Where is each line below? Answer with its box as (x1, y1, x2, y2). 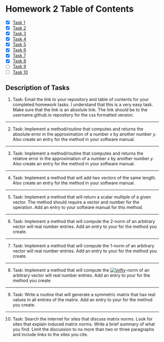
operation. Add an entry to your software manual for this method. (12, 204, 143, 210)
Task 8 (12, 58, 26, 64)
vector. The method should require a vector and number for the (12, 199, 140, 205)
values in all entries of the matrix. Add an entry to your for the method (12, 297, 153, 303)
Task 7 (12, 53, 26, 59)
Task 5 (12, 41, 26, 47)
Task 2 (12, 25, 26, 31)
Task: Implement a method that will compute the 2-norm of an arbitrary (12, 219, 155, 224)
